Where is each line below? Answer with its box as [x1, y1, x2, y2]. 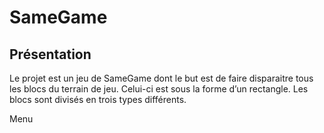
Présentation [9, 46, 92, 63]
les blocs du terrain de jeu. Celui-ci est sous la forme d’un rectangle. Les [9, 83, 309, 95]
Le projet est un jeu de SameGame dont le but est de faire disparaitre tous [9, 72, 314, 84]
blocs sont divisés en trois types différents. [9, 94, 187, 105]
